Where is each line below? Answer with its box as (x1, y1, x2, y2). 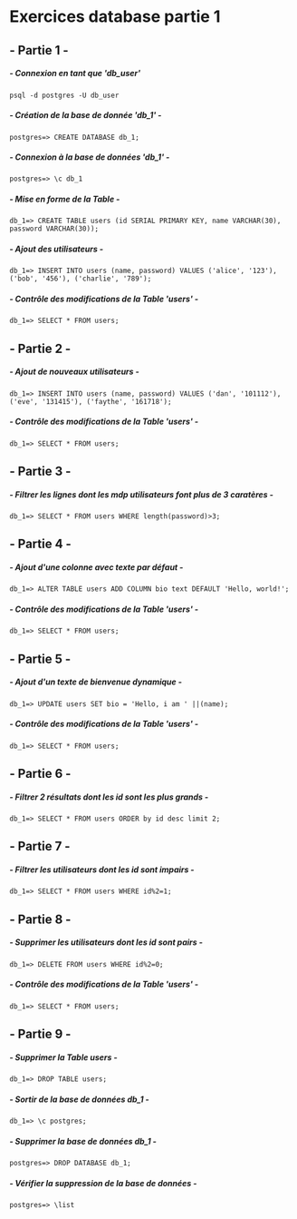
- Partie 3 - (9, 464, 72, 479)
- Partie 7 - (9, 839, 71, 854)
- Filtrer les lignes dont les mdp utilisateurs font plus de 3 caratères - (9, 488, 274, 500)
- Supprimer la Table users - (9, 1051, 118, 1063)
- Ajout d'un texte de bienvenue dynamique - (9, 676, 183, 687)
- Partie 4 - (9, 536, 72, 552)
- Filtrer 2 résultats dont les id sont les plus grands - (9, 791, 209, 802)
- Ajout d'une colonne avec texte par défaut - (9, 562, 184, 573)
